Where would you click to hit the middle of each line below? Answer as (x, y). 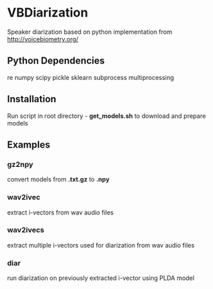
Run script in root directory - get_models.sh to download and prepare (106, 116)
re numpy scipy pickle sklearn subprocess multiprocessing (91, 77)
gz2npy (20, 164)
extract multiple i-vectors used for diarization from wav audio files (101, 245)
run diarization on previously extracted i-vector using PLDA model (101, 278)
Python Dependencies (56, 61)
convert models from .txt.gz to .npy (59, 179)
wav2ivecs (26, 230)
